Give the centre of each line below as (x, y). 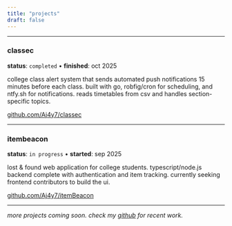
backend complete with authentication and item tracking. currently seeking (114, 175)
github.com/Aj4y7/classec (45, 114)
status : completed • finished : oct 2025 (62, 66)
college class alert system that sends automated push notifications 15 (106, 79)
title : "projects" (33, 13)
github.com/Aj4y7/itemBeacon (51, 196)
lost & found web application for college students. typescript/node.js (105, 167)
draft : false (26, 20)
